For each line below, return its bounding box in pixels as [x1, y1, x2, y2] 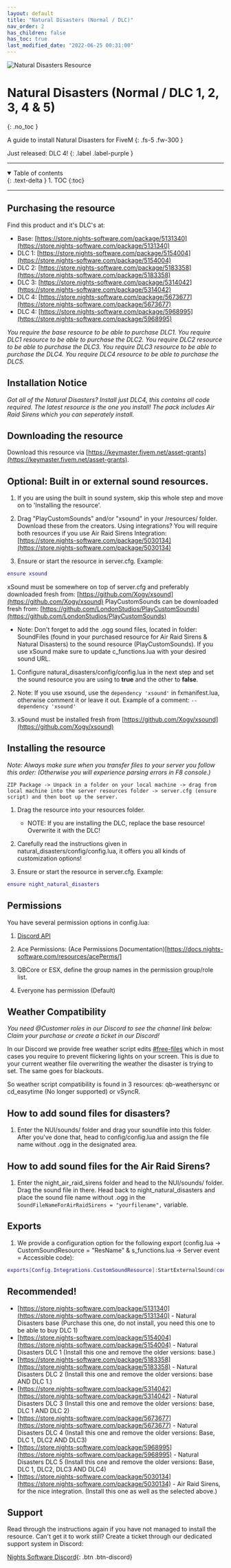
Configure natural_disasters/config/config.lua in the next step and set [16, 668, 214, 677]
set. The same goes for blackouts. [7, 1067, 104, 1075]
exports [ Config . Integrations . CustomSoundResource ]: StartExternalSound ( [7, 1267, 217, 1273]
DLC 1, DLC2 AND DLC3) [16, 1436, 87, 1444]
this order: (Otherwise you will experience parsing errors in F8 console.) [7, 768, 211, 776]
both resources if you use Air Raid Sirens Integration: [16, 529, 167, 538]
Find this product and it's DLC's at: [7, 221, 105, 229]
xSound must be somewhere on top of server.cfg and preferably [7, 583, 189, 591]
